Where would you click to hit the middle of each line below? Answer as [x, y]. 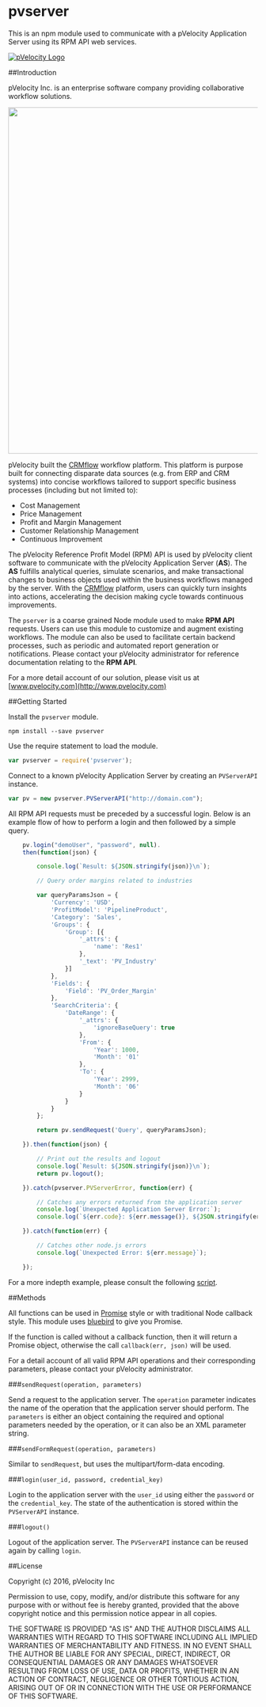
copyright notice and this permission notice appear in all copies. [113, 1613]
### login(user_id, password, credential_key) [86, 1479]
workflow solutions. [40, 96]
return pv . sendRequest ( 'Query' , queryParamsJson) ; [122, 1131]
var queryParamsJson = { [78, 895]
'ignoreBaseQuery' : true [134, 1028]
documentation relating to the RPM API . [73, 662]
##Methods [27, 1298]
